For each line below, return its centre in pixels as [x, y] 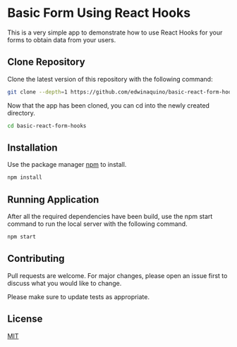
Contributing [36, 259]
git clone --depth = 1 [38, 92]
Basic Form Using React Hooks [99, 13]
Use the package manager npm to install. [67, 165]
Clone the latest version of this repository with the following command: [110, 79]
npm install [25, 177]
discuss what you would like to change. [65, 283]
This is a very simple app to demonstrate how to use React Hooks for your [115, 32]
